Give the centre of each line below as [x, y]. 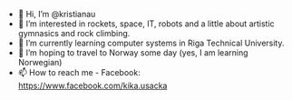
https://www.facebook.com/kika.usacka [92, 85]
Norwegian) [40, 62]
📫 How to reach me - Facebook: [79, 72]
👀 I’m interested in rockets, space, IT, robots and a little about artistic [146, 24]
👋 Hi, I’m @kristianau [57, 14]
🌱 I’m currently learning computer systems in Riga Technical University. [151, 43]
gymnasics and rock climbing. [74, 33]
